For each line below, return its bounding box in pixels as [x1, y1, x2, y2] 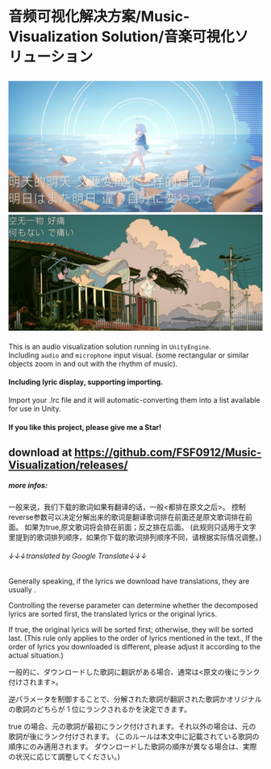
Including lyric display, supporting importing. [8, 377, 164, 387]
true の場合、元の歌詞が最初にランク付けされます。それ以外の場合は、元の [8, 721, 256, 731]
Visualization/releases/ [8, 458, 128, 472]
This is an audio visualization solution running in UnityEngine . [8, 341, 211, 351]
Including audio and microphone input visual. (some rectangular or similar [8, 350, 249, 360]
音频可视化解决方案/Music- [8, 7, 190, 26]
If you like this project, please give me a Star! [8, 422, 162, 432]
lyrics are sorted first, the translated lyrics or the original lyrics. [8, 609, 218, 619]
